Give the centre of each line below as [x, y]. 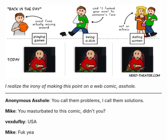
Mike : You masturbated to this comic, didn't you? [55, 111]
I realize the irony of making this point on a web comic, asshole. [71, 86]
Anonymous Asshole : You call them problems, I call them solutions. [75, 101]
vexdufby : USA [21, 122]
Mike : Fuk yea [20, 132]
